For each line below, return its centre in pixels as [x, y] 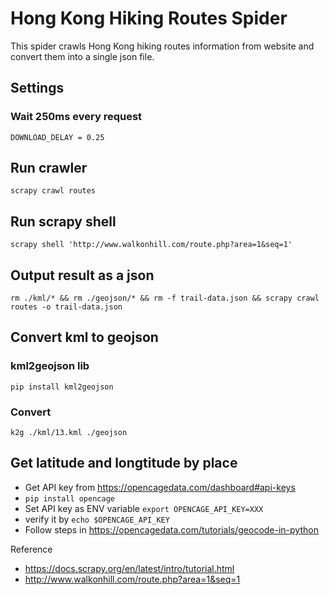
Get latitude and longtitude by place [124, 463]
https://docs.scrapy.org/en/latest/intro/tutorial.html [129, 568]
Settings [37, 88]
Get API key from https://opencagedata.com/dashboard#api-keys [160, 487]
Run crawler [49, 168]
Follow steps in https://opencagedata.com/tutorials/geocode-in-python [171, 529]
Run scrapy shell [63, 221]
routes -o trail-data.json [66, 307]
